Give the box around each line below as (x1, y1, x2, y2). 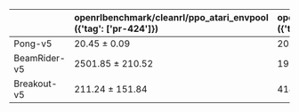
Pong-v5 (13, 37, 53, 50)
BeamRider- (13, 52, 66, 64)
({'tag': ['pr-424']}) (74, 22, 158, 35)
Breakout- (13, 77, 58, 90)
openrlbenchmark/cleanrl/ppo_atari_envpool (74, 12, 269, 23)
